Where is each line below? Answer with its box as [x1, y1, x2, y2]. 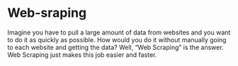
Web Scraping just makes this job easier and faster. [7, 51, 157, 59]
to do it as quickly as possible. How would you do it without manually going [7, 35, 227, 44]
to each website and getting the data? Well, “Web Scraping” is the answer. [7, 43, 225, 51]
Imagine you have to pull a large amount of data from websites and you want [7, 28, 231, 37]
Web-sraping [7, 5, 87, 21]
